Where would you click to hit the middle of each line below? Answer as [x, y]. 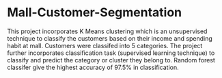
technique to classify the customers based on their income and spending [110, 38]
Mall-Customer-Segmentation [95, 13]
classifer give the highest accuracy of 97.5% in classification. [93, 67]
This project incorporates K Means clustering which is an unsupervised [107, 31]
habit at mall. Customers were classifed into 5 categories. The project [105, 45]
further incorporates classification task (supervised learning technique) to [111, 53]
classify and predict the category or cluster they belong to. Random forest [111, 60]
